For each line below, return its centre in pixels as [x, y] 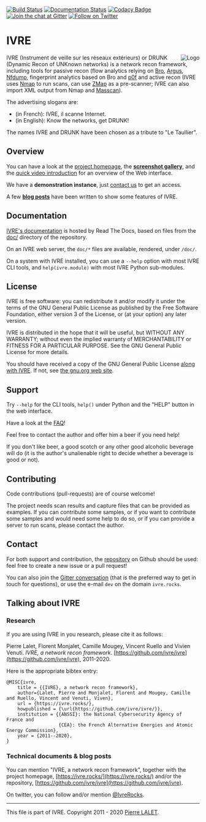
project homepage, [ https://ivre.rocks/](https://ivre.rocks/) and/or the [94, 776]
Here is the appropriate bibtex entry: [52, 671]
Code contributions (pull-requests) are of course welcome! [81, 494]
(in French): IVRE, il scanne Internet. [60, 114]
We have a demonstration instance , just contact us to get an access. [94, 184]
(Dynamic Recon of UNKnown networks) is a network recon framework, [97, 64]
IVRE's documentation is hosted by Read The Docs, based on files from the [101, 230]
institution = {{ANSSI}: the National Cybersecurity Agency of [100, 714]
